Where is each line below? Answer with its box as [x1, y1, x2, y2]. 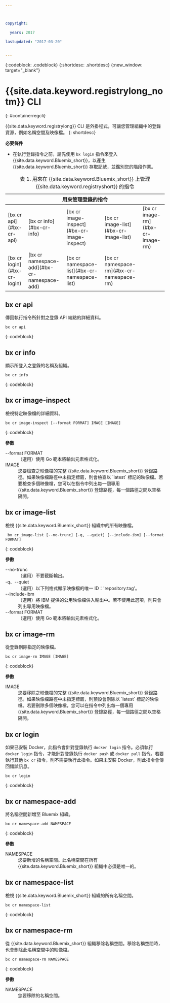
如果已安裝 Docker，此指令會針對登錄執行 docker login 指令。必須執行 [5, 745, 153, 751]
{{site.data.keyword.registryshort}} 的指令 [35, 183, 135, 190]
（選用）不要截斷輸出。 [18, 572, 67, 578]
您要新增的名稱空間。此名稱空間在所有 [18, 857, 98, 863]
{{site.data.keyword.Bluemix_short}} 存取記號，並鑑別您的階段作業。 [12, 164, 156, 170]
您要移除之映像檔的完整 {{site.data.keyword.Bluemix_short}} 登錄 [18, 690, 153, 696]
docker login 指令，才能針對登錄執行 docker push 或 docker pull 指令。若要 [5, 751, 164, 757]
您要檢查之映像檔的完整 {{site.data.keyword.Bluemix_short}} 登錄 [18, 468, 153, 474]
